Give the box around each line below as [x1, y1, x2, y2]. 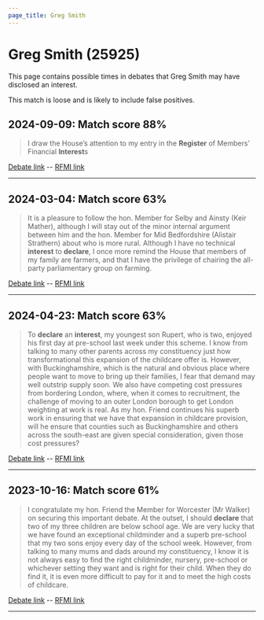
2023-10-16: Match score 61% [8, 484, 159, 497]
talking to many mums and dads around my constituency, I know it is [27, 546, 249, 555]
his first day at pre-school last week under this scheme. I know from [27, 338, 248, 347]
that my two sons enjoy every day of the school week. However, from [27, 538, 252, 548]
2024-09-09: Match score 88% [8, 117, 167, 131]
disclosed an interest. [8, 79, 78, 89]
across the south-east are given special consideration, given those [27, 430, 244, 439]
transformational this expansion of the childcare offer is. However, [27, 355, 242, 364]
